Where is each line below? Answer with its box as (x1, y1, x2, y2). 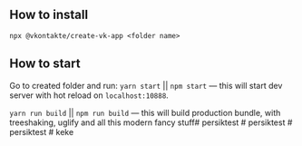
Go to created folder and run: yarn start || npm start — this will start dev (9, 80, 283, 91)
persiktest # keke (9, 126, 74, 137)
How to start (9, 56, 81, 72)
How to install (9, 7, 89, 23)
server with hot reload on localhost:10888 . (9, 90, 170, 101)
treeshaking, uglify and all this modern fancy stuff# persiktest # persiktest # (9, 117, 293, 128)
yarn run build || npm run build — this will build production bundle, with (9, 107, 281, 118)
